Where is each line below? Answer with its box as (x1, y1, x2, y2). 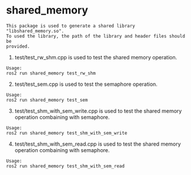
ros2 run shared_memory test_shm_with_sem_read (6, 163, 125, 169)
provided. (6, 43, 31, 49)
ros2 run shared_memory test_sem (6, 97, 88, 103)
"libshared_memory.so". (6, 28, 65, 34)
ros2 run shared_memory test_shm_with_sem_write (6, 130, 128, 136)
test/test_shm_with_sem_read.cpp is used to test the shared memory (14, 140, 181, 147)
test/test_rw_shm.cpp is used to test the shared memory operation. (14, 53, 177, 60)
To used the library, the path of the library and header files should (6, 33, 185, 39)
